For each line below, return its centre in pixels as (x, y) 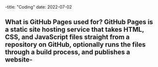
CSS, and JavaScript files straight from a (67, 37)
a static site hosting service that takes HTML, (74, 30)
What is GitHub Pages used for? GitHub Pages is (79, 22)
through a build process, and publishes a (68, 52)
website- (19, 60)
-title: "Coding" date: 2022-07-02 (39, 7)
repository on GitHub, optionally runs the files (75, 45)
